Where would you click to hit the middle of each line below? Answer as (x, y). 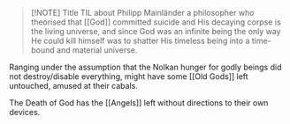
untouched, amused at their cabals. (74, 86)
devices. (25, 112)
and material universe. (97, 50)
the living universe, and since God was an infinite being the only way (156, 31)
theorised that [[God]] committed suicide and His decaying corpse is (156, 22)
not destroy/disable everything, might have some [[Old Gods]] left (129, 77)
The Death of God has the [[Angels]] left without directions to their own (139, 103)
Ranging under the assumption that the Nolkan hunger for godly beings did (145, 67)
